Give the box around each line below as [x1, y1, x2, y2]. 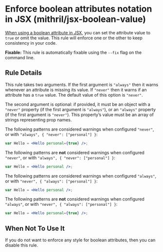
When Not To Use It [5, 224, 65, 233]
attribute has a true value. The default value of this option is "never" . [5, 92, 143, 98]
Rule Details [5, 69, 42, 77]
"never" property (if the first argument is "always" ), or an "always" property [5, 106, 156, 112]
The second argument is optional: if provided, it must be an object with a [5, 101, 151, 107]
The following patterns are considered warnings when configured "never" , [5, 126, 154, 132]
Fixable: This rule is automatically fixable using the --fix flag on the [5, 50, 142, 55]
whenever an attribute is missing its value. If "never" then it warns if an [5, 86, 147, 93]
